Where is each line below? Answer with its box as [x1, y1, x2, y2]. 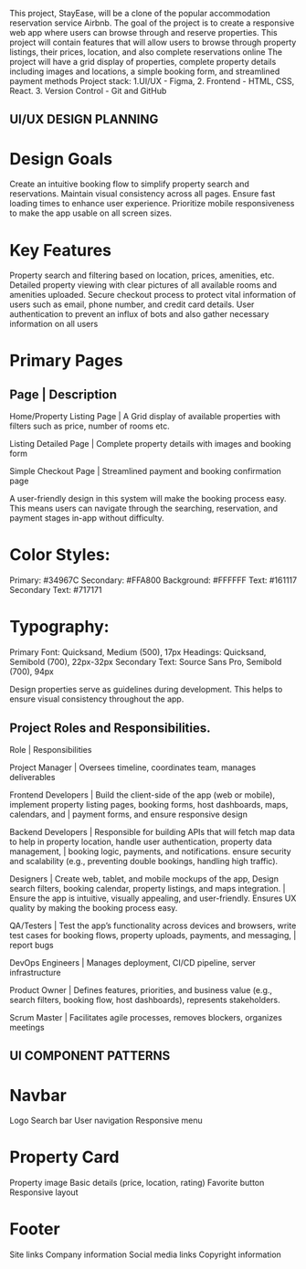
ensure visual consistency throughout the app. [9, 693, 185, 704]
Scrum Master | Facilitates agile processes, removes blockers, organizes [9, 1011, 283, 1022]
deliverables [9, 771, 56, 782]
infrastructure [9, 967, 61, 978]
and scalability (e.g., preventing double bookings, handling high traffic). [9, 855, 279, 866]
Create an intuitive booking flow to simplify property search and [9, 178, 249, 190]
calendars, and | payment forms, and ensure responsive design [9, 809, 248, 820]
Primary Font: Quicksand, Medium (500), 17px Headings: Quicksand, [9, 647, 267, 658]
